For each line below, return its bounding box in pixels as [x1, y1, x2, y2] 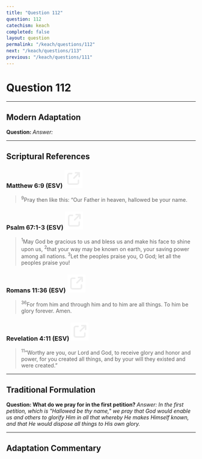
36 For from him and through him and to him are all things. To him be [20, 300, 189, 308]
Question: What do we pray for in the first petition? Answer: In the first [6, 401, 184, 408]
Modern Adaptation [6, 112, 81, 123]
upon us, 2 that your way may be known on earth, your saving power [20, 244, 189, 252]
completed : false [6, 29, 50, 35]
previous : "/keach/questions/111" [6, 54, 93, 60]
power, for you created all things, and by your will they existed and [20, 355, 186, 363]
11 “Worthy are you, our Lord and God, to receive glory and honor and [20, 348, 191, 357]
